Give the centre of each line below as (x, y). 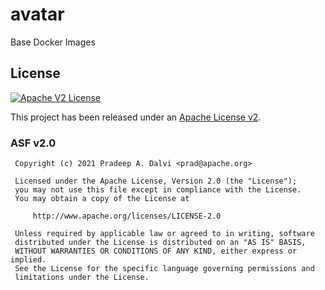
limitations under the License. (82, 278)
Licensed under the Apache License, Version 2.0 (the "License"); (156, 181)
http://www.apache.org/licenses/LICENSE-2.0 (127, 216)
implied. (28, 260)
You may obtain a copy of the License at (102, 199)
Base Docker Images (53, 42)
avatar (37, 14)
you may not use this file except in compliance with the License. (158, 190)
